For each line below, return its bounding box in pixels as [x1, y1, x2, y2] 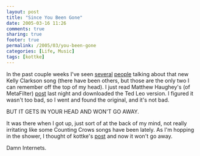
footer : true [6, 37, 40, 43]
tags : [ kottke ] [6, 54, 45, 60]
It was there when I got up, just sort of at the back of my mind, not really [6, 119, 187, 127]
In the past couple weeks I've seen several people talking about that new [6, 70, 189, 77]
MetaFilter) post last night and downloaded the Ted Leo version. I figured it [6, 89, 193, 97]
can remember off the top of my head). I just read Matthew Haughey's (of [6, 83, 190, 91]
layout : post [6, 8, 40, 15]
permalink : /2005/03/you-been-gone [6, 43, 97, 49]
